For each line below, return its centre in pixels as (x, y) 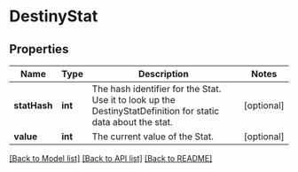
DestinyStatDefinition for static (156, 111)
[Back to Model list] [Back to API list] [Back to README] (111, 158)
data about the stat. (132, 122)
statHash (33, 106)
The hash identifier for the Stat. (157, 89)
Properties (39, 49)
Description (163, 74)
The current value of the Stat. (153, 137)
